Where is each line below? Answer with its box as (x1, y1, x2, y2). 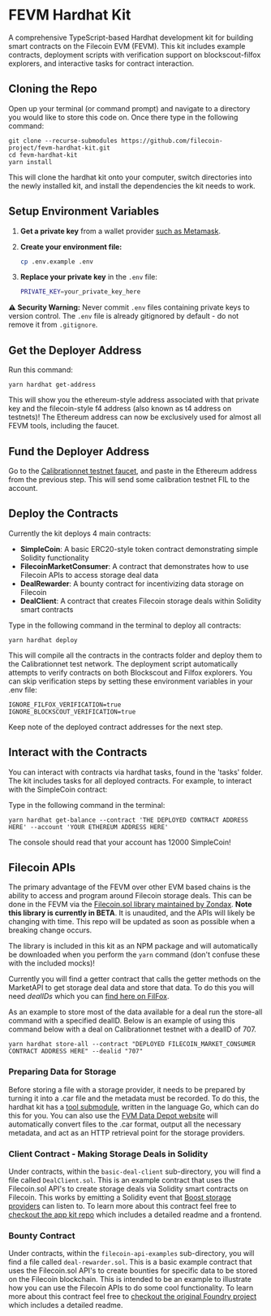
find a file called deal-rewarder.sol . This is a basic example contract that (8, 1257, 253, 1267)
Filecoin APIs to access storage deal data (19, 570, 159, 580)
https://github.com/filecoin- (120, 137, 223, 145)
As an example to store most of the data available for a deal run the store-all (8, 1007, 263, 1017)
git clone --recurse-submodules (8, 137, 118, 145)
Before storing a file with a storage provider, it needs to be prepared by (8, 1084, 246, 1094)
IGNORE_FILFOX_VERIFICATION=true (8, 701, 122, 709)
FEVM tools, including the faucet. (8, 421, 119, 431)
